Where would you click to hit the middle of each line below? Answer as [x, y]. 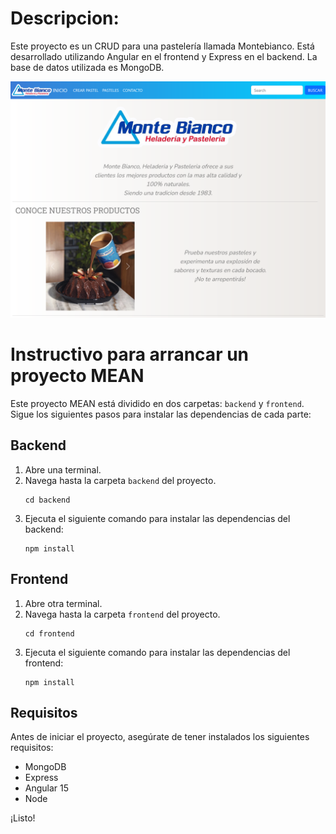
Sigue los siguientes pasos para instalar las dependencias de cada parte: [161, 414]
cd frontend [49, 633]
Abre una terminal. [63, 469]
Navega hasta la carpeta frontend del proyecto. [122, 614]
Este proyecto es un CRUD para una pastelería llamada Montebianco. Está [162, 46]
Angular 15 [47, 788]
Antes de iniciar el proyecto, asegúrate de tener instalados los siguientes [160, 737]
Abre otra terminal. [63, 603]
